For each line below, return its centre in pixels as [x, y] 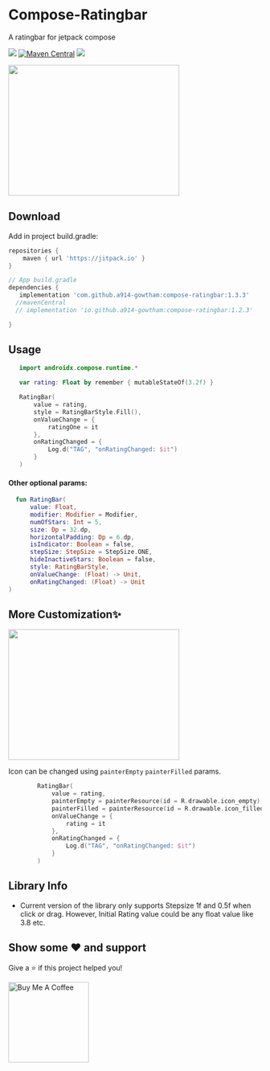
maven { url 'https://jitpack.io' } [84, 258]
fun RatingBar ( [41, 500]
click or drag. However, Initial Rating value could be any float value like [137, 913]
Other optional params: [48, 482]
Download [34, 217]
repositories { [34, 251]
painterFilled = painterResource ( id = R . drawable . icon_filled [157, 808]
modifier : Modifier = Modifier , [84, 515]
